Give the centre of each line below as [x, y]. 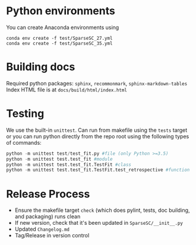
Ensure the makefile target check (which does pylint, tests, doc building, [102, 210]
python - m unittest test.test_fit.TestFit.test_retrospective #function [98, 170]
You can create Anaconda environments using [63, 27]
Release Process [48, 194]
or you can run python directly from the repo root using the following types [98, 136]
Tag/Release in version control [52, 236]
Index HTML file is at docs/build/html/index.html [67, 90]
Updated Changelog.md [42, 229]
